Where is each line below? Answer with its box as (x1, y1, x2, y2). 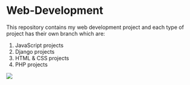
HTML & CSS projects (14, 54, 69, 61)
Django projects (14, 48, 55, 55)
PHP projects (14, 61, 48, 68)
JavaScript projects (14, 42, 64, 49)
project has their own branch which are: (6, 30, 106, 37)
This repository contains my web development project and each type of (6, 24, 184, 31)
